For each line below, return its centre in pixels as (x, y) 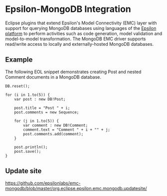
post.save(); (28, 151)
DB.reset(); (17, 86)
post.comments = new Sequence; (47, 112)
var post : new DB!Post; (40, 99)
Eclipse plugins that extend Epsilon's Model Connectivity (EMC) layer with (81, 23)
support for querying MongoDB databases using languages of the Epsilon (81, 28)
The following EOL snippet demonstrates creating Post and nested (73, 72)
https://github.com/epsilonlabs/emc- (43, 183)
